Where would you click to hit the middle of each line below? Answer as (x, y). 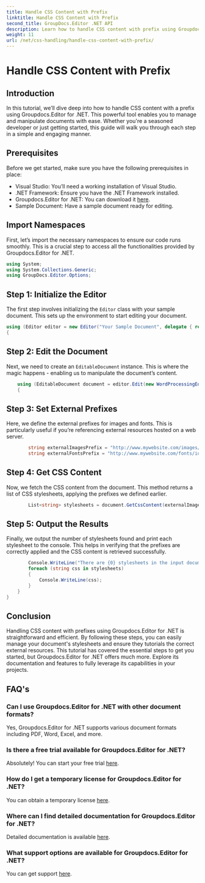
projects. (17, 670)
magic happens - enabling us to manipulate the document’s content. (92, 373)
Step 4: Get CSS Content (54, 473)
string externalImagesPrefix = (68, 448)
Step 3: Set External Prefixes (62, 408)
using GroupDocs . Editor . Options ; (49, 275)
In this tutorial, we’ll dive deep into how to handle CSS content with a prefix (100, 108)
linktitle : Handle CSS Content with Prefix (63, 18)
